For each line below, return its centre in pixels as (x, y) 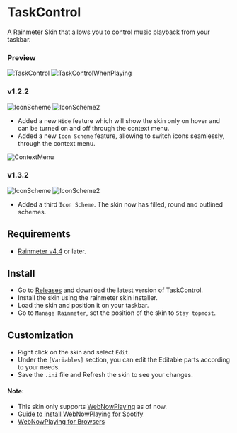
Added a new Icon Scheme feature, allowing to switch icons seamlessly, (121, 136)
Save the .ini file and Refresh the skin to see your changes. (105, 375)
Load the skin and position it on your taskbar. (83, 306)
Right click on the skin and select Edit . (74, 352)
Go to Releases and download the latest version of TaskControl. (110, 290)
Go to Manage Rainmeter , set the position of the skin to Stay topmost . (117, 313)
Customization (41, 335)
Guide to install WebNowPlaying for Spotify (80, 414)
